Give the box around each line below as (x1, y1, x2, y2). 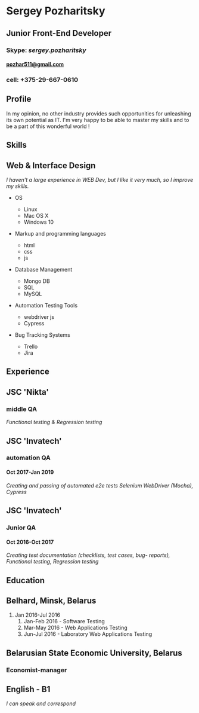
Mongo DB (23, 278, 51, 285)
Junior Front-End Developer (6, 28, 112, 38)
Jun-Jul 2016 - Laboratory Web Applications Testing (23, 630, 153, 638)
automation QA (6, 453, 51, 462)
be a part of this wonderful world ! (6, 123, 91, 130)
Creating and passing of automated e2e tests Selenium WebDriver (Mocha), (6, 482, 194, 489)
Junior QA (6, 523, 36, 532)
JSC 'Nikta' (6, 387, 49, 397)
